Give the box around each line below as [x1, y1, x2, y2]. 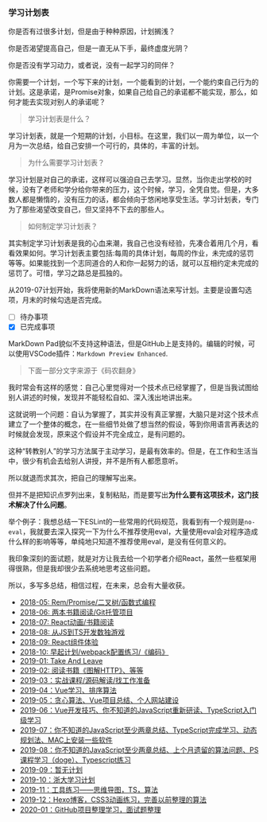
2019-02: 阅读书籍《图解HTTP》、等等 [19, 666, 144, 676]
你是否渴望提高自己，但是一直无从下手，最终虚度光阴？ [8, 44, 189, 53]
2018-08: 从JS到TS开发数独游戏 [19, 627, 126, 637]
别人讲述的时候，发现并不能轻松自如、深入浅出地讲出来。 [8, 392, 196, 403]
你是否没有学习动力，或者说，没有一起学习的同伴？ [8, 60, 176, 70]
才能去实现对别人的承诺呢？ [14, 97, 106, 107]
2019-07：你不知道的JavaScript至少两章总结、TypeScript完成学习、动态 [19, 726, 257, 735]
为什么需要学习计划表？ [27, 158, 105, 168]
